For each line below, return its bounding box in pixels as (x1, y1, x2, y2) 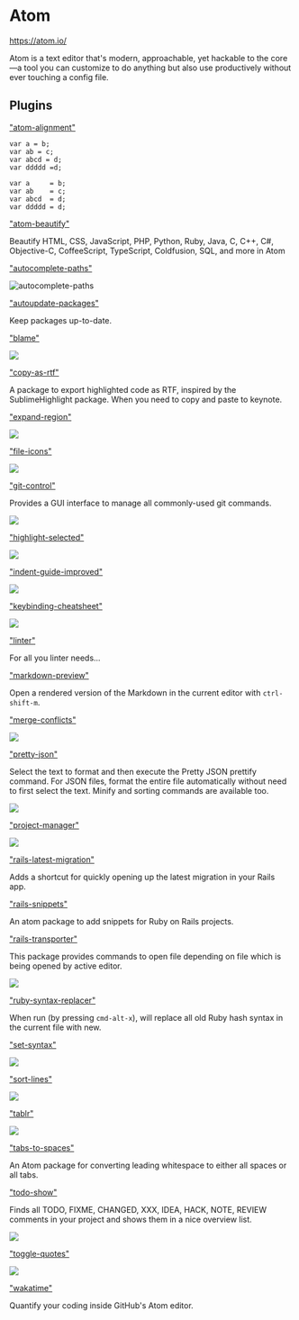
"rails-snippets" (9, 898, 68, 909)
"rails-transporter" (9, 933, 78, 944)
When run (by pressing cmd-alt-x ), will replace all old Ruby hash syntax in (9, 1012, 284, 1023)
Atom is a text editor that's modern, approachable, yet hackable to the (9, 52, 269, 63)
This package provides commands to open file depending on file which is (9, 951, 282, 961)
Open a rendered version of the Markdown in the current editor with (9, 687, 261, 698)
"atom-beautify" (9, 218, 70, 229)
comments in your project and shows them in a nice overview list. (9, 1214, 252, 1224)
